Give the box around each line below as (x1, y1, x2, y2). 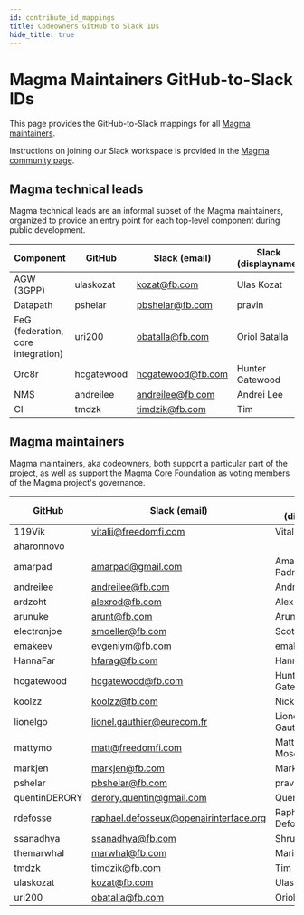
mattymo (14, 741, 52, 754)
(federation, (14, 325, 64, 338)
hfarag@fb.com (91, 654, 158, 667)
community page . (9, 155, 75, 166)
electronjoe (14, 624, 62, 637)
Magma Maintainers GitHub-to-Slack (9, 69, 294, 90)
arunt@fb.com (91, 610, 153, 622)
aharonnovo (14, 540, 65, 553)
